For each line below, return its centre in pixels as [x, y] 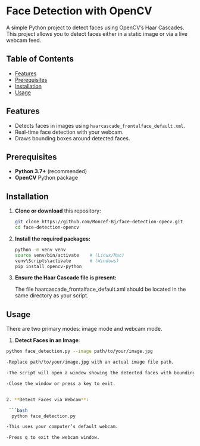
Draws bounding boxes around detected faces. [72, 138]
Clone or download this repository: [58, 211]
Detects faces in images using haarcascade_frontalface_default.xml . [100, 125]
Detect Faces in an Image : [47, 340]
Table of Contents [40, 59]
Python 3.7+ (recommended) [51, 171]
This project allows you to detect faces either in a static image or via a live [97, 33]
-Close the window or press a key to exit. [61, 383]
